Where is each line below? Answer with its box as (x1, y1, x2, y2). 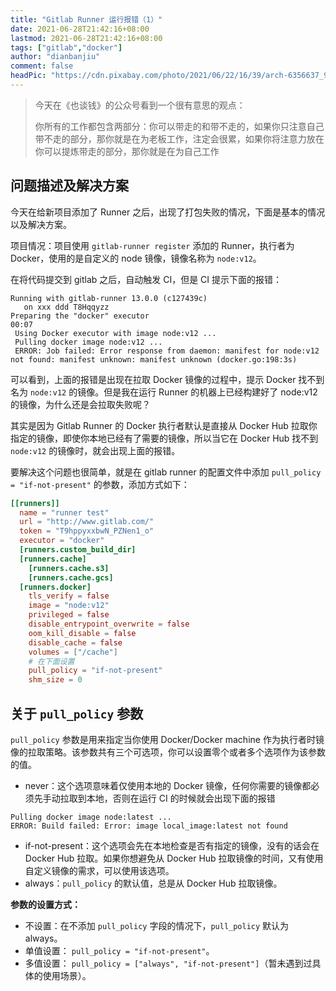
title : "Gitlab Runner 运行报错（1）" (10, 14, 163, 25)
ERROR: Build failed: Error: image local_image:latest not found (10, 821, 288, 831)
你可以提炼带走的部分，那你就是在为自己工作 (34, 145, 220, 157)
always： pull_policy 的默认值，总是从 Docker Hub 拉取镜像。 (24, 877, 283, 889)
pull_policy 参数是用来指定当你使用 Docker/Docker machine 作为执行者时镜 (10, 734, 325, 745)
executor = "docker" (19, 536, 105, 546)
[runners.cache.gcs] (28, 572, 114, 583)
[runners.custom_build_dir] (19, 545, 137, 555)
